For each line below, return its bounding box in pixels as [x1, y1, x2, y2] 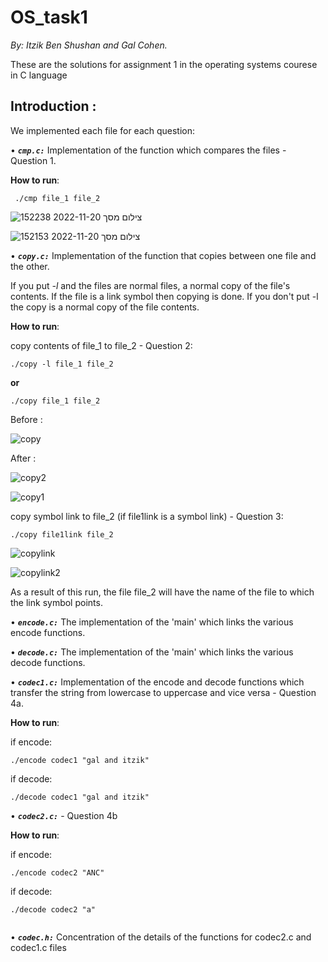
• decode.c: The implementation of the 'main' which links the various [10, 646, 294, 658]
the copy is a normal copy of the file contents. [10, 301, 200, 313]
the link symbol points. [10, 596, 103, 608]
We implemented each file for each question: [10, 124, 196, 136]
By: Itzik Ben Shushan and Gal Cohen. [10, 39, 168, 51]
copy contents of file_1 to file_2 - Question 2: [10, 339, 193, 351]
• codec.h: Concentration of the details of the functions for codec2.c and [10, 931, 312, 943]
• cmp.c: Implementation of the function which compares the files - [10, 144, 287, 156]
